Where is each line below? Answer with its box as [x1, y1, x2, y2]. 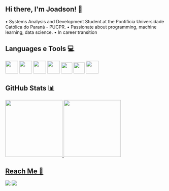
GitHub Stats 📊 [5, 84, 55, 92]
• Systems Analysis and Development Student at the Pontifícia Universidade [5, 18, 164, 24]
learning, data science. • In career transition [5, 29, 97, 35]
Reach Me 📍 [5, 167, 44, 175]
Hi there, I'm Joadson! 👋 [5, 5, 83, 14]
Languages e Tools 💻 [5, 44, 75, 53]
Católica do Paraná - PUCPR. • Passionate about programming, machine [5, 24, 157, 30]
